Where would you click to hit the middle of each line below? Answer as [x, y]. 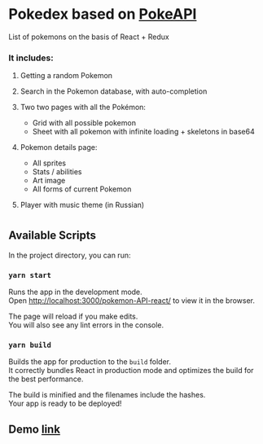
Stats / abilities [57, 172]
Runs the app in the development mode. [75, 292]
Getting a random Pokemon [66, 76]
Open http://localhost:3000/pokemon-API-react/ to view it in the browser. [131, 301]
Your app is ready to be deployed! [65, 403]
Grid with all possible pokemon [84, 123]
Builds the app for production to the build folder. [90, 362]
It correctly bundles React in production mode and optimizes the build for [131, 371]
